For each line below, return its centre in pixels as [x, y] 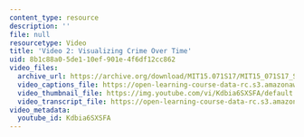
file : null [30, 34]
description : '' [40, 26]
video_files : [34, 68]
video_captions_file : [58, 85]
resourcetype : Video [48, 43]
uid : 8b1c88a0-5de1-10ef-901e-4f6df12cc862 [93, 59]
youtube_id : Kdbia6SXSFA [64, 118]
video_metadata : [40, 110]
